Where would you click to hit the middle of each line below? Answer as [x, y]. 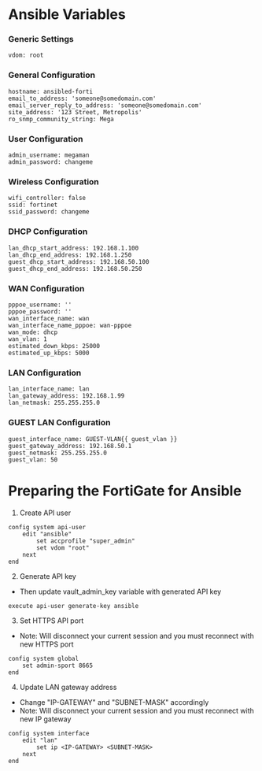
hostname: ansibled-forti [50, 91]
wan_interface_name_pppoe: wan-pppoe [70, 325]
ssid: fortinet [33, 205]
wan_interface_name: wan [49, 318]
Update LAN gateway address [68, 687]
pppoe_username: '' [40, 305]
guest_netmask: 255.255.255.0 [58, 453]
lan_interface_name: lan [49, 389]
